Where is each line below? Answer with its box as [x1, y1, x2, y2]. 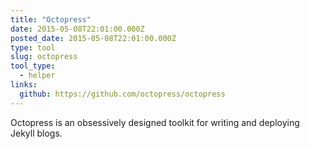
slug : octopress [10, 52, 78, 62]
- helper [19, 71, 56, 81]
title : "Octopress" [10, 14, 92, 25]
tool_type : [10, 61, 56, 71]
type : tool [10, 42, 56, 53]
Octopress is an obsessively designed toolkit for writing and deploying [10, 116, 300, 128]
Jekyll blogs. [10, 127, 63, 139]
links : [10, 80, 38, 90]
